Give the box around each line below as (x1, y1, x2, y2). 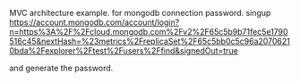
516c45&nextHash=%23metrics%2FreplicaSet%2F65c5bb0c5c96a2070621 (9, 36, 291, 46)
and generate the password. (9, 62, 114, 73)
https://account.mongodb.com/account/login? (9, 17, 180, 28)
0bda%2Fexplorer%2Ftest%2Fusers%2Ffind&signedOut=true (9, 45, 239, 56)
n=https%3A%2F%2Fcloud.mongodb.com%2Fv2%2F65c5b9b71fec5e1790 (9, 27, 288, 37)
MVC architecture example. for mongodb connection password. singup (9, 8, 271, 18)
